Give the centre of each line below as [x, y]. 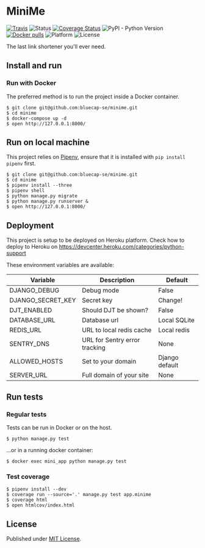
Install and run [34, 66]
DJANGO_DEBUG [34, 290]
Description [117, 280]
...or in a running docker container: [50, 450]
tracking [94, 348]
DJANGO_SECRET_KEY [43, 301]
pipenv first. [21, 164]
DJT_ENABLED [31, 310]
